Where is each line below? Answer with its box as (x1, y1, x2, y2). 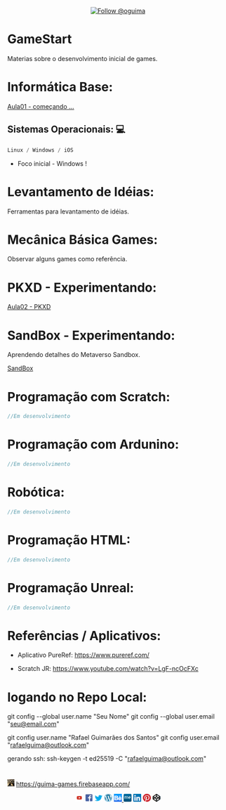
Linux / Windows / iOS (7, 146, 74, 154)
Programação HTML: (7, 532, 131, 548)
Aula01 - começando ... (7, 102, 75, 110)
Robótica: (7, 485, 65, 500)
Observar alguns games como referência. (7, 255, 128, 263)
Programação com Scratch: (7, 388, 171, 405)
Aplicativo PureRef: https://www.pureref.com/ (17, 651, 149, 660)
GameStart (7, 32, 72, 47)
